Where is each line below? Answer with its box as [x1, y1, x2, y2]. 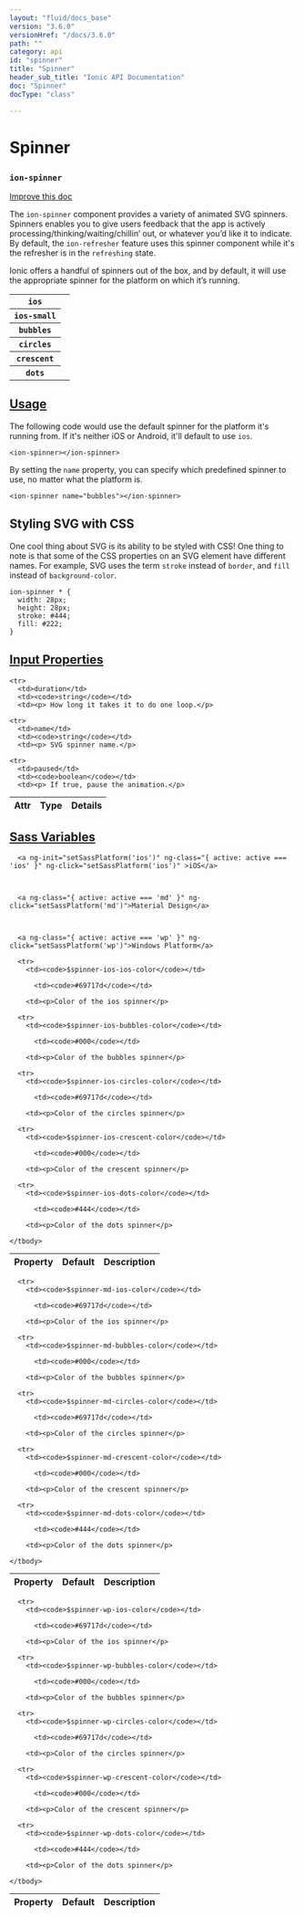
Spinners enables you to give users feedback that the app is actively [9, 218, 266, 229]
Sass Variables [9, 829, 96, 844]
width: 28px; [17, 595, 67, 604]
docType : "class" [9, 89, 76, 99]
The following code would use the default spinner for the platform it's [9, 421, 269, 432]
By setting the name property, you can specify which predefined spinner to [9, 464, 287, 475]
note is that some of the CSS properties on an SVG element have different [9, 550, 286, 561]
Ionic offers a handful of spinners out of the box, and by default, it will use [9, 266, 287, 277]
